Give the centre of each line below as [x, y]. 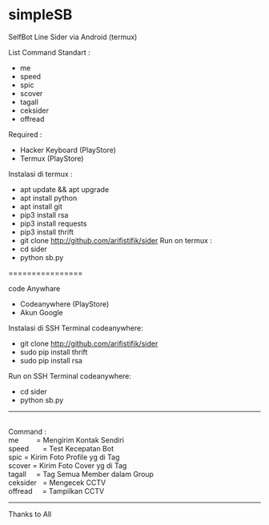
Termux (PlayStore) [52, 158]
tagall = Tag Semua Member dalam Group [81, 474]
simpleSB [40, 15]
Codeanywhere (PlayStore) [64, 304]
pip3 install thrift [47, 232]
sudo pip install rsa [51, 360]
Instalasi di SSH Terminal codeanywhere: [76, 328]
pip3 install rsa [44, 214]
